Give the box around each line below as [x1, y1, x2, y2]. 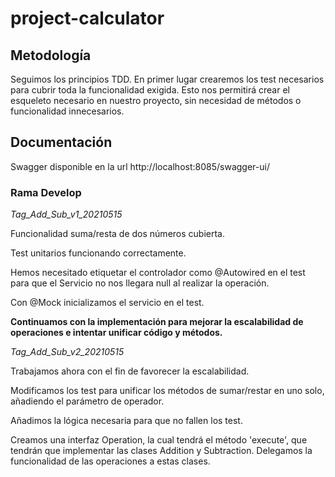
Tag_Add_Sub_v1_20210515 [10, 208, 123, 221]
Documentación [10, 134, 113, 151]
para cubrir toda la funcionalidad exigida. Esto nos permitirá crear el [10, 84, 290, 96]
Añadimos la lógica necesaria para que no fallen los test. [10, 415, 243, 427]
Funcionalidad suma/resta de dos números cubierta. [10, 228, 225, 240]
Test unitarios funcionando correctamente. [10, 247, 187, 259]
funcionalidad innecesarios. [10, 105, 125, 117]
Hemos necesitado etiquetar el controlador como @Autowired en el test [10, 267, 306, 279]
